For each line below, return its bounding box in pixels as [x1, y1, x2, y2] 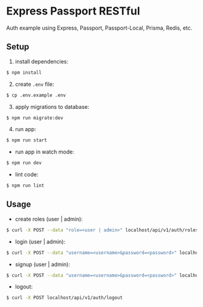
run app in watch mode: [14, 148, 74, 155]
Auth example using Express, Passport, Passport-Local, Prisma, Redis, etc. [6, 24, 193, 31]
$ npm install [6, 69, 42, 76]
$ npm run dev [6, 160, 42, 166]
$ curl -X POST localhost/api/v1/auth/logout [6, 295, 123, 301]
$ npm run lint [6, 183, 45, 189]
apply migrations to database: [14, 103, 89, 110]
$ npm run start [6, 137, 47, 143]
